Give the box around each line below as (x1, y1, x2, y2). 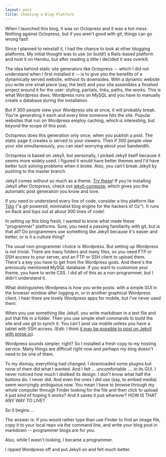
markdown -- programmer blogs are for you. (5, 427, 95, 433)
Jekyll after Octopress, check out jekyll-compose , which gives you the (5, 183, 149, 189)
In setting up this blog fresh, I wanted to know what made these (5, 218, 135, 224)
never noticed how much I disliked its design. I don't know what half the (5, 371, 151, 377)
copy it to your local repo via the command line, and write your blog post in (5, 422, 158, 428)
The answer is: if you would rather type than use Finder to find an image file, (5, 416, 161, 422)
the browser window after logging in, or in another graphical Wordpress (5, 290, 151, 296)
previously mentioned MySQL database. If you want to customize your (5, 264, 148, 270)
